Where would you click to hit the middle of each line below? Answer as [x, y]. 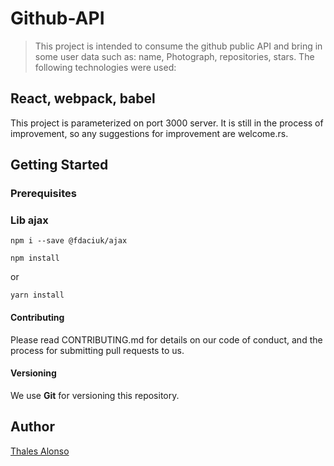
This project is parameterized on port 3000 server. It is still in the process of [167, 123]
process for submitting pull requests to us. [97, 350]
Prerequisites [43, 194]
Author [32, 427]
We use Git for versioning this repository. [95, 395]
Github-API [57, 18]
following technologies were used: [105, 67]
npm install [35, 258]
